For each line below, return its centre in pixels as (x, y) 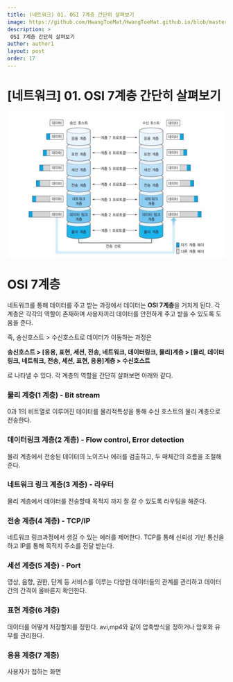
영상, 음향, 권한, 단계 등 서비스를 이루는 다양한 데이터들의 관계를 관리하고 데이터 (114, 582)
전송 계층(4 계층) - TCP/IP (49, 520)
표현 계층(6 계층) (34, 611)
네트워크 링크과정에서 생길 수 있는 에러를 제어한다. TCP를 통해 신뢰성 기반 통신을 (116, 537)
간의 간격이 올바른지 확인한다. (47, 590)
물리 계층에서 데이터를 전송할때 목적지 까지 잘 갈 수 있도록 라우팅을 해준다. (107, 501)
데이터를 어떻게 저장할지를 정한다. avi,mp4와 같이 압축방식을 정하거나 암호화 (110, 626)
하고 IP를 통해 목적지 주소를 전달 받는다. (61, 546)
